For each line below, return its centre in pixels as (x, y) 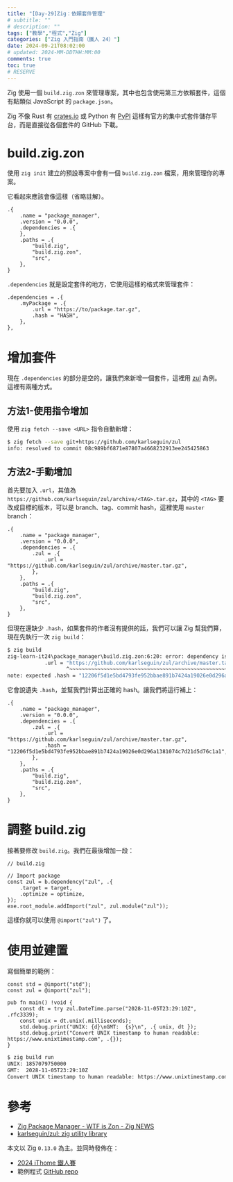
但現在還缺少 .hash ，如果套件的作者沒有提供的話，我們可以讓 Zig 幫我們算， (116, 628)
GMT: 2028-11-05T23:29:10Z (48, 1070)
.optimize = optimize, (52, 894)
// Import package (34, 876)
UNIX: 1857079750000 (37, 1064)
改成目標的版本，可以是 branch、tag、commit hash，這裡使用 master (106, 507)
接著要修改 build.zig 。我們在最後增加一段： (71, 851)
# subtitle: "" (29, 20)
